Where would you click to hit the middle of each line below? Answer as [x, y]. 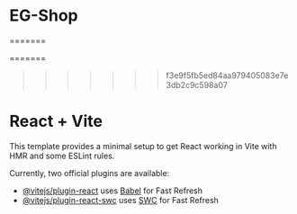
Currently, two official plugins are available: [90, 173]
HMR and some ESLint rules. [62, 156]
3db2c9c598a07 [197, 85]
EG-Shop [44, 16]
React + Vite [56, 121]
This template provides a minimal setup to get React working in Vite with [143, 146]
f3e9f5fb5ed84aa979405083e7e [227, 75]
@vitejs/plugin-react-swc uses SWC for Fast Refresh [120, 200]
